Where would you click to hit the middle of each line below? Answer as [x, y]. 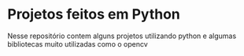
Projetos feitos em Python [94, 14]
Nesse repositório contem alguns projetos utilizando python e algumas [122, 36]
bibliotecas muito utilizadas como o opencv [78, 44]
